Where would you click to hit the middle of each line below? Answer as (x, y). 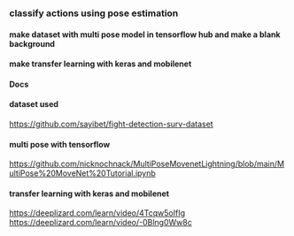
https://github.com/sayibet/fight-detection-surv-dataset (112, 124)
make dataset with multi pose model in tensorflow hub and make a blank (145, 34)
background (32, 43)
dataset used (34, 104)
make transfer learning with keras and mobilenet (101, 64)
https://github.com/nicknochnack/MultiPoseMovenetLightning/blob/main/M (147, 164)
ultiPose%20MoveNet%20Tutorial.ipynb (83, 173)
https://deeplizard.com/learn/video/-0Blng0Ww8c (101, 223)
